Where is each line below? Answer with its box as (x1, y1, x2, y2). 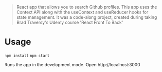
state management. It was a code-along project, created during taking (16, 14, 157, 20)
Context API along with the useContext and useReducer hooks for (16, 9, 149, 15)
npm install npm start (4, 53, 50, 58)
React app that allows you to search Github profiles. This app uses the (16, 4, 157, 10)
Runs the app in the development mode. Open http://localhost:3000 (4, 61, 141, 67)
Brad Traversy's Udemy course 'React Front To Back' (16, 19, 123, 25)
